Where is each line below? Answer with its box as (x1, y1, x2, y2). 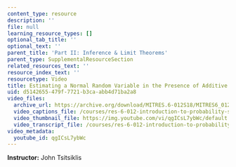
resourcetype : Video (7, 75, 68, 83)
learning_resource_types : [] (7, 29, 93, 37)
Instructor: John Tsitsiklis (7, 154, 82, 162)
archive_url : (13, 102, 52, 109)
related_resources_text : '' (7, 62, 90, 69)
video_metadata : (7, 128, 55, 135)
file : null (7, 23, 39, 30)
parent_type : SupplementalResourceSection (7, 56, 133, 63)
